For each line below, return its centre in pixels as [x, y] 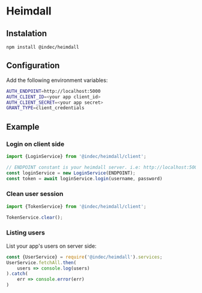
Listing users [26, 233]
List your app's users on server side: [51, 246]
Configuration [33, 65]
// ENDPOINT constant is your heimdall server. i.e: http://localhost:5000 [103, 167]
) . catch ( [17, 274]
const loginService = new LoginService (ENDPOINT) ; [71, 173]
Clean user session [35, 194]
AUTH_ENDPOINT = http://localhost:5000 [54, 91]
